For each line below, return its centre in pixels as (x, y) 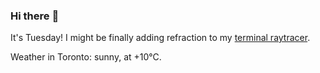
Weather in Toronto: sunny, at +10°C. (86, 57)
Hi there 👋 (35, 16)
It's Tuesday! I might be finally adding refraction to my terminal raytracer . (160, 38)
